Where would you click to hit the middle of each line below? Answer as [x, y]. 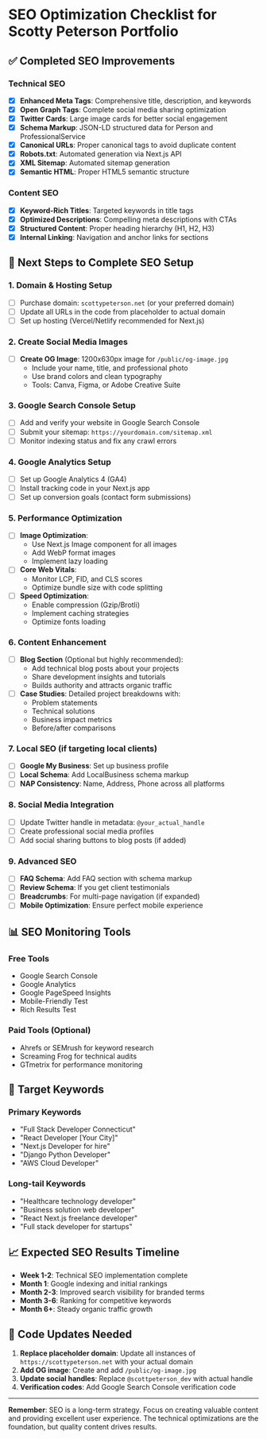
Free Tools [29, 958]
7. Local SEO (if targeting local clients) [83, 749]
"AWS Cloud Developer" [59, 1163]
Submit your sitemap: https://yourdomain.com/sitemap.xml [116, 431]
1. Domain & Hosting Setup [60, 285]
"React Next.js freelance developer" [79, 1218]
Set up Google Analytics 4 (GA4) [73, 479]
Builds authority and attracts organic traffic [102, 685]
